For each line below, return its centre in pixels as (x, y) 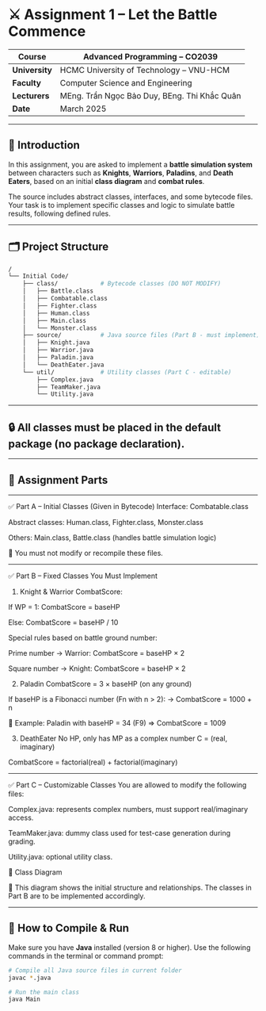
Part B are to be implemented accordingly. (77, 896)
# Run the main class (44, 992)
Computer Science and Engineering (126, 82)
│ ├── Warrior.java (58, 350)
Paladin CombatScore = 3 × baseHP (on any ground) (106, 684)
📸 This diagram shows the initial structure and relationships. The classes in (130, 887)
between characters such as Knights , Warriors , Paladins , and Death (121, 173)
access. (21, 818)
